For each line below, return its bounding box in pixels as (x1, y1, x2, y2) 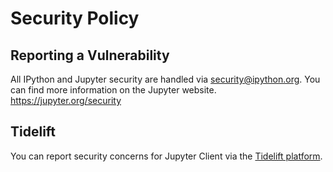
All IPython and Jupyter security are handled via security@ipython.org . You (10, 73, 321, 85)
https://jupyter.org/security (10, 95, 122, 106)
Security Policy (10, 7, 140, 30)
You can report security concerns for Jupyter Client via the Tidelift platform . (10, 150, 323, 162)
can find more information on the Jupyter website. (10, 84, 217, 96)
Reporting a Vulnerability (10, 47, 170, 64)
